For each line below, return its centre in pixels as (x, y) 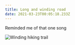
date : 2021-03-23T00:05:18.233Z (37, 14)
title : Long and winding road (36, 9)
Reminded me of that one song (36, 28)
